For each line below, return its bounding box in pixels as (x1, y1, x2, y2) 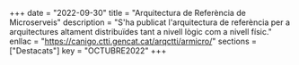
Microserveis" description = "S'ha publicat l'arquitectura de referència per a (9, 17, 290, 28)
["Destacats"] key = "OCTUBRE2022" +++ (9, 45, 167, 56)
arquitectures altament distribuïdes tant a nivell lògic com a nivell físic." (9, 27, 272, 37)
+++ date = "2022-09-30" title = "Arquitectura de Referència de (9, 8, 247, 18)
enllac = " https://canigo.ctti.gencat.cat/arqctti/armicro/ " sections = (9, 36, 258, 46)
